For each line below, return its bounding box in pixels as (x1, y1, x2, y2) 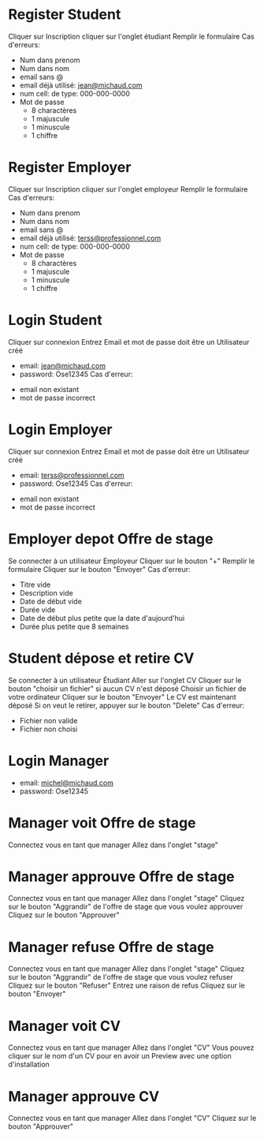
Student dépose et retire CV (8, 649, 195, 667)
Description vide (19, 588, 73, 597)
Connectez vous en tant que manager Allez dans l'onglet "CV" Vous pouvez (8, 1043, 255, 1052)
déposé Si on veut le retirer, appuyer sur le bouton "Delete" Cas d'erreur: (8, 700, 245, 710)
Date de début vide (19, 596, 83, 606)
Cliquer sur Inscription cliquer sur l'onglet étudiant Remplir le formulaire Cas (8, 32, 255, 41)
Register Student (8, 6, 121, 24)
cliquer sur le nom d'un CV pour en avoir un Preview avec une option (8, 1051, 232, 1061)
